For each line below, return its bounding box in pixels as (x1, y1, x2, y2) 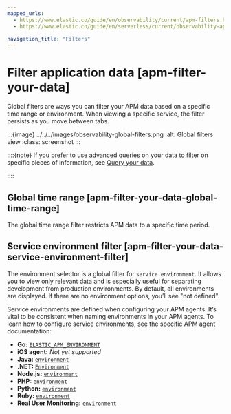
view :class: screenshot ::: (7, 138, 81, 146)
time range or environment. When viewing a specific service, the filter (7, 110, 205, 118)
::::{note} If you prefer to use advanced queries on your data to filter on (7, 151, 208, 159)
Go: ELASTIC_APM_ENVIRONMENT (16, 340, 101, 349)
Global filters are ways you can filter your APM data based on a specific (7, 103, 210, 111)
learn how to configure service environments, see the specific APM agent (7, 320, 216, 328)
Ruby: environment (16, 391, 71, 400)
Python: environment (16, 384, 77, 393)
